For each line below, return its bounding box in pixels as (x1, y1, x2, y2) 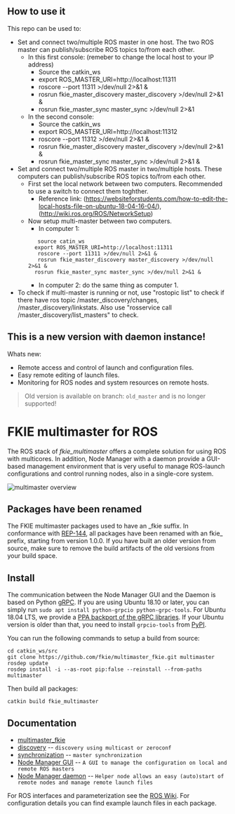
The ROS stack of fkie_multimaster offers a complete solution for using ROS (7, 447, 227, 455)
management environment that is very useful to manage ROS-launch (27, 462, 225, 470)
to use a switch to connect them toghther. (27, 187, 149, 195)
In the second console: (27, 112, 95, 121)
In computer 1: (38, 224, 80, 232)
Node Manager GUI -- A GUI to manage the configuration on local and (17, 758, 227, 766)
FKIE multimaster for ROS (7, 424, 159, 439)
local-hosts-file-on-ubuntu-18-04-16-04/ (38, 201, 158, 210)
